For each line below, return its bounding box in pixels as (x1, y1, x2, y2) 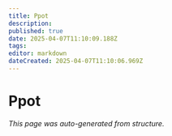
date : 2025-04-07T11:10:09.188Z (8, 34, 118, 43)
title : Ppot (8, 11, 49, 20)
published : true (8, 27, 63, 35)
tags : (8, 42, 27, 50)
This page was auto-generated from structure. (8, 118, 165, 128)
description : (8, 19, 53, 28)
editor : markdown (8, 49, 67, 57)
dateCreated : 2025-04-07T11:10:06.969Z (8, 57, 144, 66)
